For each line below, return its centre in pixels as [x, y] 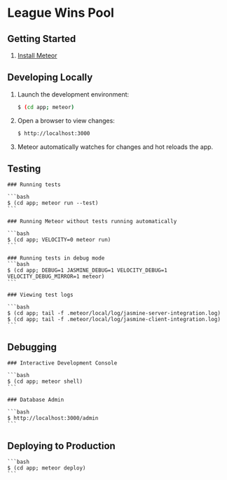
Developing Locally [50, 77]
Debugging [32, 347]
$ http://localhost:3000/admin [53, 418]
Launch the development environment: [73, 94]
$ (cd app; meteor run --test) [53, 203]
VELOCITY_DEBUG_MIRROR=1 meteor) [56, 277]
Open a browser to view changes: [66, 120]
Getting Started [42, 39]
